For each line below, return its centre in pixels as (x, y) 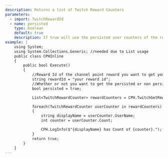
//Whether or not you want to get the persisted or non (91, 84)
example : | (16, 42)
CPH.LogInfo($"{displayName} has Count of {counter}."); (101, 130)
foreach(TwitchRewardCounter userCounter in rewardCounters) (97, 107)
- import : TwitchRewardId (37, 19)
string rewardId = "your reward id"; (71, 79)
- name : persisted (29, 24)
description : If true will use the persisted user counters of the (86, 38)
